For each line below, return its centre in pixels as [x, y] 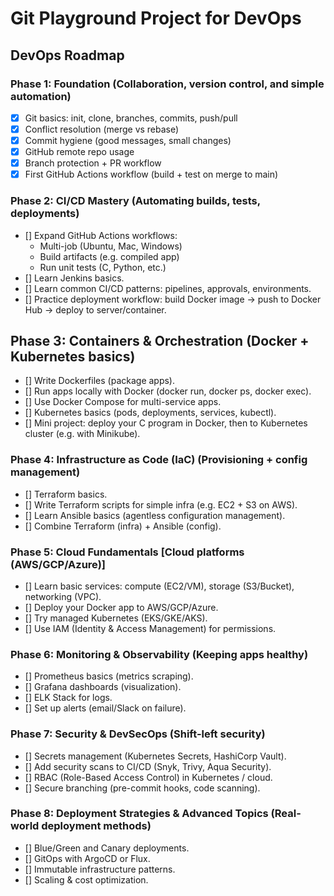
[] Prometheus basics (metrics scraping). [109, 676]
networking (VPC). [63, 596]
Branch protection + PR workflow [93, 163]
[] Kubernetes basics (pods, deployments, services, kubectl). [150, 413]
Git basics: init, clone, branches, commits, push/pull [131, 118]
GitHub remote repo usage [79, 152]
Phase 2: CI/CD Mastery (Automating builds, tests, [135, 201]
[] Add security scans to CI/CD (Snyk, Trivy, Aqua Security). [148, 766]
